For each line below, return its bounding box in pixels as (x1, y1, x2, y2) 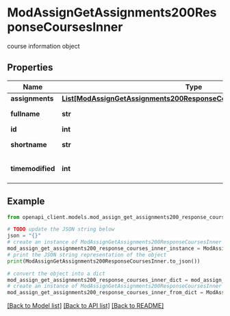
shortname (10, 140, 47, 149)
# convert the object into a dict (7, 270, 106, 277)
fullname (10, 109, 40, 118)
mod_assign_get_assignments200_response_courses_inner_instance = (7, 245, 201, 252)
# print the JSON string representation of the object (7, 251, 167, 258)
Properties (7, 62, 53, 73)
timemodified (10, 163, 55, 173)
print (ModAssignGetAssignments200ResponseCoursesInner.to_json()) (7, 258, 201, 265)
